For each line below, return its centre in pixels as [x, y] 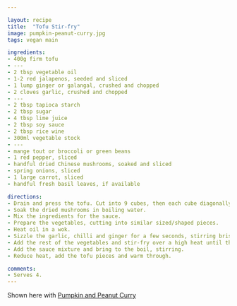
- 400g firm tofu [33, 59]
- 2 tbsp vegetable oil [42, 72]
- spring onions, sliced [44, 171]
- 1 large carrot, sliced [45, 177]
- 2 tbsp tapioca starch [44, 105]
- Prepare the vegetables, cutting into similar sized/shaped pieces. [113, 223]
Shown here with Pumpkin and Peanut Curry [72, 295]
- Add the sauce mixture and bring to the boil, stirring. [96, 249]
